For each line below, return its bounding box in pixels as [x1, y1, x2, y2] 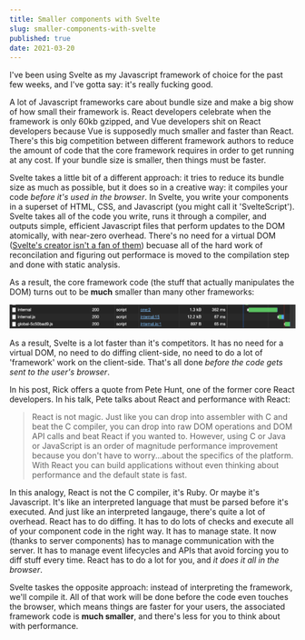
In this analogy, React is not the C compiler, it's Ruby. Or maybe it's [9, 487, 261, 498]
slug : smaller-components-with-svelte [9, 24, 156, 34]
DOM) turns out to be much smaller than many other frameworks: [9, 286, 255, 297]
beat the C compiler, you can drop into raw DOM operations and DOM [31, 421, 293, 432]
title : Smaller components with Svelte [9, 15, 161, 24]
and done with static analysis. [9, 259, 121, 270]
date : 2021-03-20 [9, 44, 75, 53]
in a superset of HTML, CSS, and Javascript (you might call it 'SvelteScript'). [9, 201, 295, 213]
